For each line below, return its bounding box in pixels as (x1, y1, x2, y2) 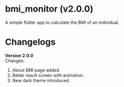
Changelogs (5, 36, 56, 48)
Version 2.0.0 (5, 52, 33, 58)
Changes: (5, 57, 25, 64)
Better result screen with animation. (12, 72, 84, 78)
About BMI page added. (12, 67, 60, 73)
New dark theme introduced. (12, 77, 70, 83)
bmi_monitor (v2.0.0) (5, 3, 94, 15)
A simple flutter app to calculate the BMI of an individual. (5, 19, 120, 25)
